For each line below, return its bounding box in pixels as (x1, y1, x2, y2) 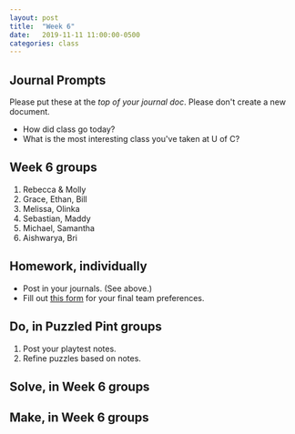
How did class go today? (22, 124, 116, 135)
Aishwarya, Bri (22, 232, 77, 243)
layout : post (9, 13, 59, 23)
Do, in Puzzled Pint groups (9, 319, 162, 335)
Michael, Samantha (22, 222, 96, 233)
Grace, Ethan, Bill (22, 193, 88, 205)
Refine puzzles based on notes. (22, 352, 141, 364)
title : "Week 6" (9, 22, 76, 31)
